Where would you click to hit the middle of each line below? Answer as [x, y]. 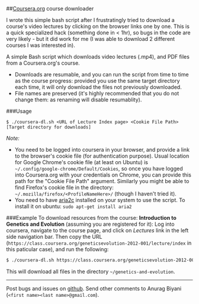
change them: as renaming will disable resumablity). [78, 100]
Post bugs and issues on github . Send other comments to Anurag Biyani [94, 288]
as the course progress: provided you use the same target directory [97, 81]
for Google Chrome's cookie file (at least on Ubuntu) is [81, 162]
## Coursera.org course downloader [50, 9]
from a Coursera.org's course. [43, 63]
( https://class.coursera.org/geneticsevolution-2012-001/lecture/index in [99, 243]
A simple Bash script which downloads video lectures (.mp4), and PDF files [98, 57]
